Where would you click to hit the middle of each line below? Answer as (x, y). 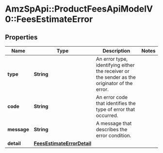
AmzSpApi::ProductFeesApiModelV (79, 9)
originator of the (114, 83)
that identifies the (116, 103)
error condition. (114, 136)
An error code (112, 97)
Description (116, 51)
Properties (21, 37)
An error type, (112, 59)
